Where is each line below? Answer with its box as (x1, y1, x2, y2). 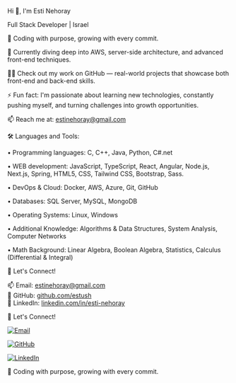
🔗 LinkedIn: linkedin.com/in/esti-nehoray (7, 299, 125, 307)
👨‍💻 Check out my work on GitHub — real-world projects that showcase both (7, 69, 230, 77)
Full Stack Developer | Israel (7, 21, 89, 28)
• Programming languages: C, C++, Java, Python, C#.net (7, 149, 173, 156)
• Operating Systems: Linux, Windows (7, 211, 119, 219)
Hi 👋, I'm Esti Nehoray (7, 7, 71, 15)
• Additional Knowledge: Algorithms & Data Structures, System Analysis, (7, 224, 218, 233)
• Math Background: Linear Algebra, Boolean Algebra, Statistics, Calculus (7, 246, 221, 254)
